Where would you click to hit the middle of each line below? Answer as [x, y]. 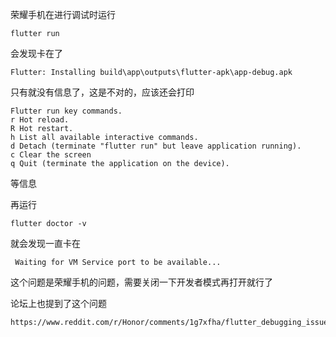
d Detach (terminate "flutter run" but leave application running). [156, 146]
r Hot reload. [40, 120]
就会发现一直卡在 [45, 243]
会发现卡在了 [36, 53]
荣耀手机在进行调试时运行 [63, 14]
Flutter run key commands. [66, 111]
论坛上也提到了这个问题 [58, 303]
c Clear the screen [51, 155]
